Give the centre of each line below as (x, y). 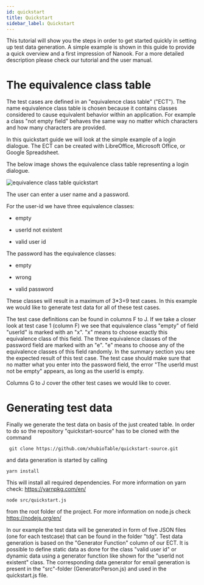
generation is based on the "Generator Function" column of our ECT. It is (97, 543)
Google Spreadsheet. (33, 153)
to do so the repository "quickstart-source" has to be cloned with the (93, 431)
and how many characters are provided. (56, 128)
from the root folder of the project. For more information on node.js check (99, 512)
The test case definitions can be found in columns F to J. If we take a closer (101, 319)
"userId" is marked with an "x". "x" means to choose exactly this (87, 332)
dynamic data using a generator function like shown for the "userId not (95, 556)
